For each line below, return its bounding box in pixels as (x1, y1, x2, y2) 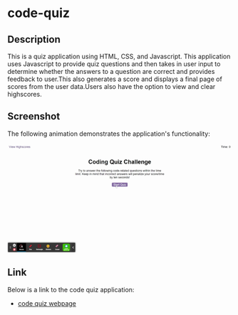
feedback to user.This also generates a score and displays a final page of (7, 75, 222, 83)
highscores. (7, 90, 42, 98)
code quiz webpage (17, 299, 77, 307)
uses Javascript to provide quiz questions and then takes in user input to (7, 60, 221, 68)
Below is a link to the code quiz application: (7, 285, 135, 294)
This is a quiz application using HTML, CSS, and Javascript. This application (7, 52, 231, 60)
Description (7, 33, 61, 46)
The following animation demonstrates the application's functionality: (7, 129, 210, 138)
